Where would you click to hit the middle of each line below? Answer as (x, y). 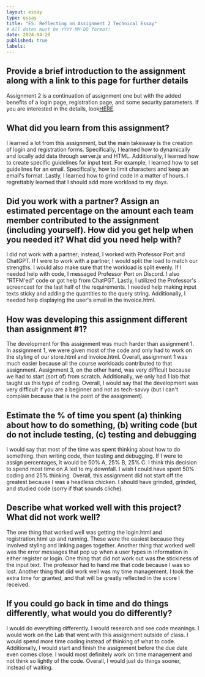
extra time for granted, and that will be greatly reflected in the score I (93, 577)
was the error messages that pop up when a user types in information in (97, 552)
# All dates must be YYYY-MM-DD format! (59, 29)
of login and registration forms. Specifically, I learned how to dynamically (99, 149)
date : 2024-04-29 (28, 35)
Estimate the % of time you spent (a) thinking (94, 415)
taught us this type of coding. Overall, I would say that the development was (102, 383)
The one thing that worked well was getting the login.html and (84, 532)
